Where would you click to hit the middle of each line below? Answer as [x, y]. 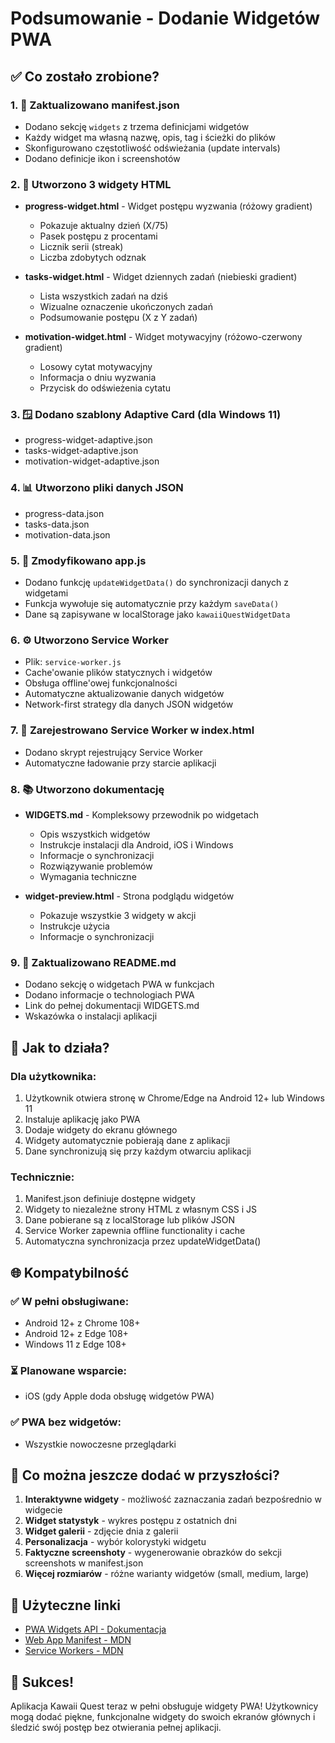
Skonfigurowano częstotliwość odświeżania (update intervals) [152, 148]
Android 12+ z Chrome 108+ [82, 1323]
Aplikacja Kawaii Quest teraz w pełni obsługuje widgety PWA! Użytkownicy [164, 1706]
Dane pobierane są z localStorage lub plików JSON [130, 1220]
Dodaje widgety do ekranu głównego [101, 1129]
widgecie [43, 1510]
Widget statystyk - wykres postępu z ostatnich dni [130, 1521]
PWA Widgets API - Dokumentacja [95, 1629]
